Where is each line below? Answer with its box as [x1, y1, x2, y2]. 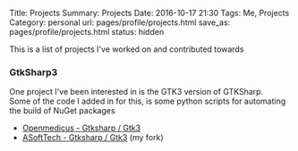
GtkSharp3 [9, 66, 58, 79]
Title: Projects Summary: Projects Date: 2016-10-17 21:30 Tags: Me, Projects [9, 8, 290, 18]
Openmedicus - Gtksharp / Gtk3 [21, 122, 141, 133]
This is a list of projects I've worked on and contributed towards [9, 44, 244, 55]
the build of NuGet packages [9, 105, 115, 116]
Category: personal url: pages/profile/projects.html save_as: [9, 17, 231, 28]
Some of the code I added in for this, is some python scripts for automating [9, 96, 286, 106]
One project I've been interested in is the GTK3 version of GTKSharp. [9, 87, 264, 97]
